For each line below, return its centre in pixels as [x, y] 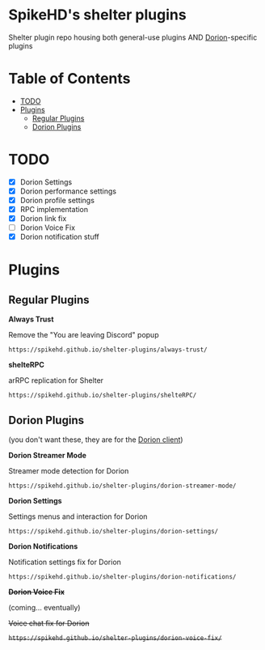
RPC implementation [54, 209]
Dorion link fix [43, 219]
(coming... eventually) [44, 608]
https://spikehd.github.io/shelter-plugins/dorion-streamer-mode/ [122, 486]
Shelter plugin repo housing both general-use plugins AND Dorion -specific [133, 37]
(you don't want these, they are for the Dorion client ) [96, 440]
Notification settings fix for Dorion [65, 562]
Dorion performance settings [68, 191]
